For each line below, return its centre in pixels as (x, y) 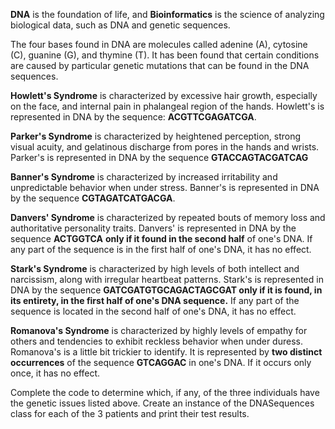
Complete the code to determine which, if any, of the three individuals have (165, 392)
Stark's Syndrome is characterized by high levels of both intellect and (155, 268)
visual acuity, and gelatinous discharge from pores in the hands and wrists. (165, 147)
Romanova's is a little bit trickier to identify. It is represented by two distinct (166, 352)
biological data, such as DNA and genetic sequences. (120, 25)
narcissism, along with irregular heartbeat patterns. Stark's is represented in (167, 279)
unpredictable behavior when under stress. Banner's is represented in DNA (165, 187)
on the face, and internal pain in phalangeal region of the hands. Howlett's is (167, 106)
